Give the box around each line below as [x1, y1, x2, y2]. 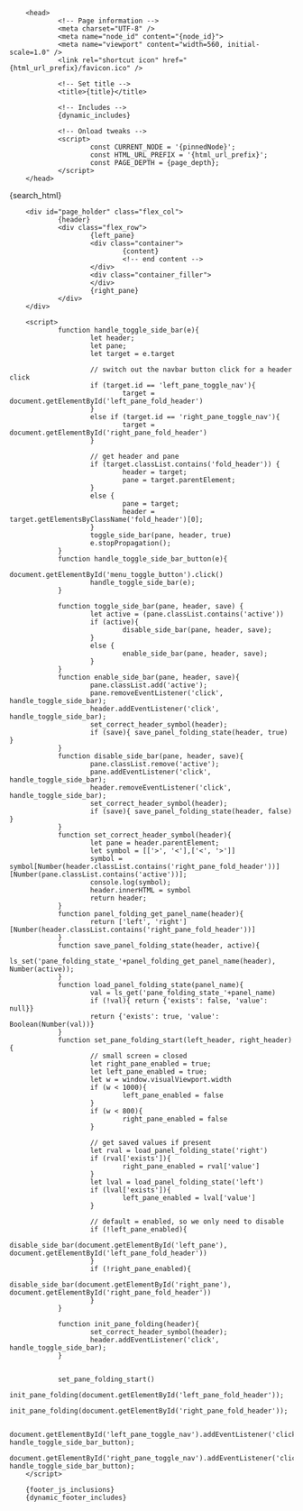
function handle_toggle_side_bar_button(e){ [57, 554, 228, 563]
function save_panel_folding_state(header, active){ [57, 941, 260, 950]
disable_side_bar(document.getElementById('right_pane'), [9, 1280, 232, 1289]
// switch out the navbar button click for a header [89, 365, 293, 374]
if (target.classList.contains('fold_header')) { [89, 460, 280, 469]
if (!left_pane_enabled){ [89, 1225, 188, 1234]
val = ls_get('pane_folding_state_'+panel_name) [89, 988, 277, 997]
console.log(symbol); [89, 878, 171, 887]
